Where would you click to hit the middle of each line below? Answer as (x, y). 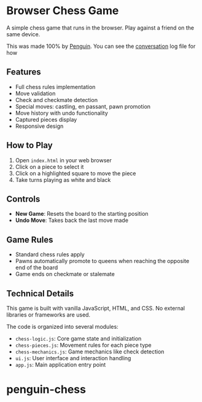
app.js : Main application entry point (60, 365)
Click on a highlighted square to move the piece (76, 173)
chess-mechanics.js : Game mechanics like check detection (90, 352)
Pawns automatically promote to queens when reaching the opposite (102, 261)
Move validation (35, 93)
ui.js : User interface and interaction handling (73, 358)
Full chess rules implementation (55, 87)
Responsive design (39, 126)
